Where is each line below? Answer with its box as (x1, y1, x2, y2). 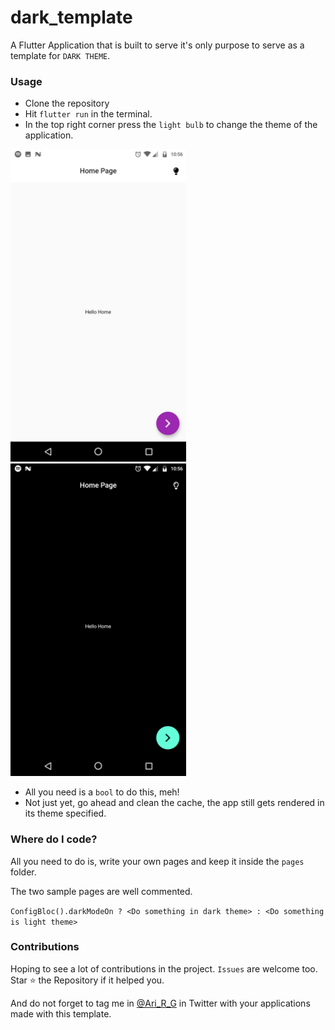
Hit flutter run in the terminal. (24, 108, 153, 120)
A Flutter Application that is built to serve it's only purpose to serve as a (10, 39, 305, 51)
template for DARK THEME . (10, 49, 111, 61)
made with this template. (10, 1007, 112, 1020)
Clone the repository (24, 97, 110, 110)
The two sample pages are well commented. (10, 885, 193, 897)
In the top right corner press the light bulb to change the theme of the (24, 119, 318, 131)
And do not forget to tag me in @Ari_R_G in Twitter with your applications (10, 997, 311, 1009)
